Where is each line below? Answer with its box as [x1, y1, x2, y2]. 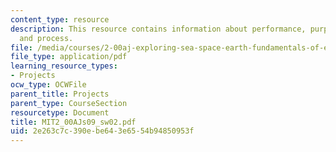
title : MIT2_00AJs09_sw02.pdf [10, 117, 137, 127]
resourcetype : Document [10, 107, 110, 118]
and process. [19, 33, 74, 43]
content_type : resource [10, 14, 110, 25]
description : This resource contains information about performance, [10, 24, 307, 34]
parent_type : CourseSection [10, 98, 128, 108]
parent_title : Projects [10, 89, 110, 99]
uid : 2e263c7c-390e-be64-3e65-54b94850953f [10, 126, 195, 136]
